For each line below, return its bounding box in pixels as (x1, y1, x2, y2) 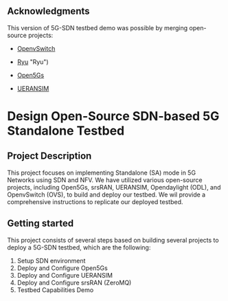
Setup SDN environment (16, 256, 86, 265)
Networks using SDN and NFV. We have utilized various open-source (7, 175, 203, 184)
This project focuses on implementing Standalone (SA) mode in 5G (7, 168, 196, 177)
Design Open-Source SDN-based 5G (7, 109, 220, 124)
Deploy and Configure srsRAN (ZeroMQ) (16, 278, 132, 287)
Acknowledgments (7, 5, 91, 17)
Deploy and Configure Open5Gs (16, 264, 108, 272)
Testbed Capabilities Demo (16, 285, 94, 294)
